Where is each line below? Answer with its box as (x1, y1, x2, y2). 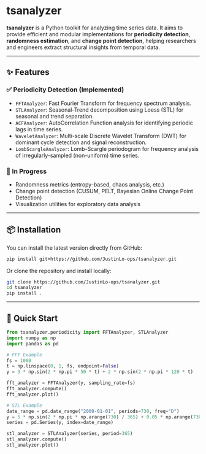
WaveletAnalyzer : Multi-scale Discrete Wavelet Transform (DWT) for (15, 132, 187, 139)
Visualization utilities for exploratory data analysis (15, 200, 141, 207)
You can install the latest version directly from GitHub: (6, 244, 143, 252)
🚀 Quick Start (6, 313, 58, 323)
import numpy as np (6, 335, 56, 341)
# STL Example (6, 402, 43, 409)
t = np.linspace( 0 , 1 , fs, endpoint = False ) (6, 363, 120, 369)
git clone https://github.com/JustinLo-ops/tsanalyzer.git (6, 279, 161, 285)
